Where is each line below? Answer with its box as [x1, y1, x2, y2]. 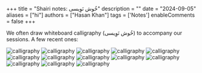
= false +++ [6, 18, 36, 25]
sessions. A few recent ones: [6, 36, 79, 42]
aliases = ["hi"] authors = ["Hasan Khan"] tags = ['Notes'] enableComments [6, 11, 195, 19]
